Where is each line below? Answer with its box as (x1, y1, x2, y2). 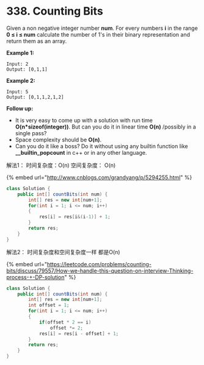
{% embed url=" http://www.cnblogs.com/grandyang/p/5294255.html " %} (6, 174, 192, 181)
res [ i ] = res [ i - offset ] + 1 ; (38, 330, 119, 336)
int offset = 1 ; (28, 302, 70, 308)
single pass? (15, 129, 47, 136)
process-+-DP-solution (6, 273, 65, 281)
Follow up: (6, 105, 34, 112)
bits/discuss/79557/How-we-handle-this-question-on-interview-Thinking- (6, 267, 194, 274)
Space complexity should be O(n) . (15, 136, 102, 143)
